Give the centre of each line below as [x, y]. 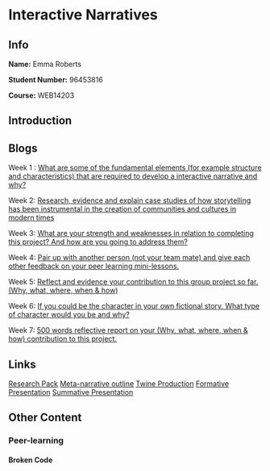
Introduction [40, 121]
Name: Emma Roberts [45, 64]
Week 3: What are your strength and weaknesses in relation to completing [131, 233]
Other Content [45, 418]
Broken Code [31, 460]
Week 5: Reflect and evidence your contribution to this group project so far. [133, 282]
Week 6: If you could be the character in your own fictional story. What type [134, 306]
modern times [31, 218]
